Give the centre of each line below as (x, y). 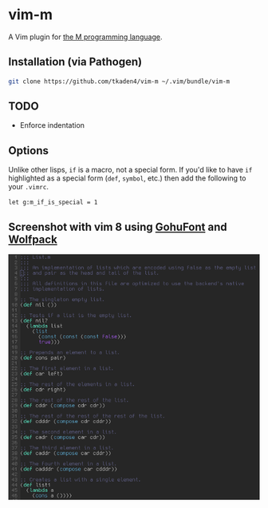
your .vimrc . (29, 187)
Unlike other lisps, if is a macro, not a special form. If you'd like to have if (130, 170)
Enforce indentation (52, 125)
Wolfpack (33, 239)
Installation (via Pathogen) (75, 62)
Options (29, 151)
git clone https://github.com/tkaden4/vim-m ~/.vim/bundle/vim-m (119, 81)
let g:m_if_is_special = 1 (53, 202)
